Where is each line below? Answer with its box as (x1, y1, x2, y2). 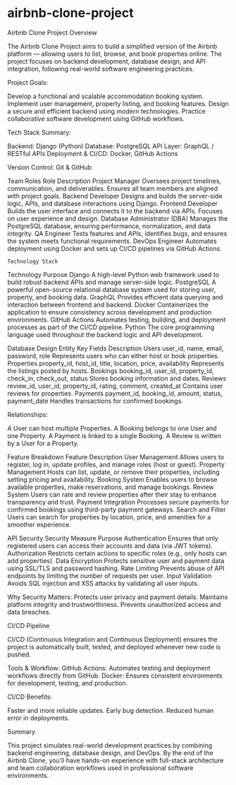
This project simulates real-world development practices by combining (7, 740, 213, 750)
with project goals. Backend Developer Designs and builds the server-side (7, 191, 223, 200)
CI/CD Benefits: (7, 692, 53, 701)
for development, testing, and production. (7, 678, 128, 687)
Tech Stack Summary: (7, 128, 72, 136)
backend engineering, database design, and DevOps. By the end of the (7, 748, 213, 757)
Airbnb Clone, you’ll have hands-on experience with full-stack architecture (7, 756, 224, 765)
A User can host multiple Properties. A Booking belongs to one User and (7, 424, 217, 432)
